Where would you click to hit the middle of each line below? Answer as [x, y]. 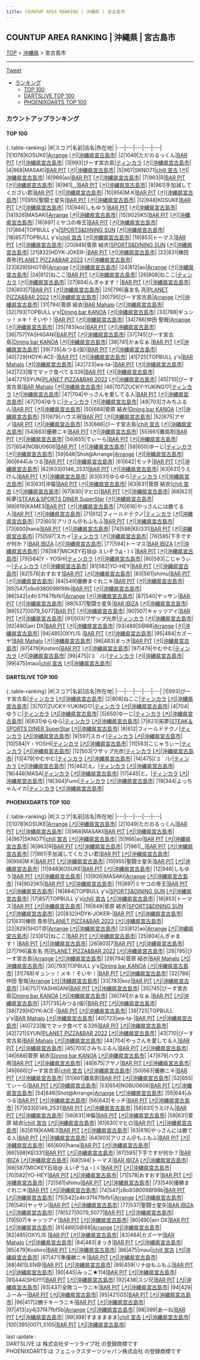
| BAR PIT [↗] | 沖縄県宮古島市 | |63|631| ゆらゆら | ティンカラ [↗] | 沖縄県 [101, 476]
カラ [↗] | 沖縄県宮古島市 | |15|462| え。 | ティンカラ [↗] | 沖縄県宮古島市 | [90, 766]
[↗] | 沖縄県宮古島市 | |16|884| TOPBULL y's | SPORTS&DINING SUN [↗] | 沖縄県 [99, 891]
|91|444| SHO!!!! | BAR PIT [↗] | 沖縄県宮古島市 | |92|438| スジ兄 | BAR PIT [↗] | [96, 1279]
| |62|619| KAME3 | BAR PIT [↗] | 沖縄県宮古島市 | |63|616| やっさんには [100, 1130]
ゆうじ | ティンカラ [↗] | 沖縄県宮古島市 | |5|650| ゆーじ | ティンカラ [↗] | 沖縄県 [97, 713]
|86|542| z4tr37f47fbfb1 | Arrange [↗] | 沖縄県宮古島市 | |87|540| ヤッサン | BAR [98, 596]
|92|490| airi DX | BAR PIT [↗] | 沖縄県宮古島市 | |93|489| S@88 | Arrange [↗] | [96, 626]
